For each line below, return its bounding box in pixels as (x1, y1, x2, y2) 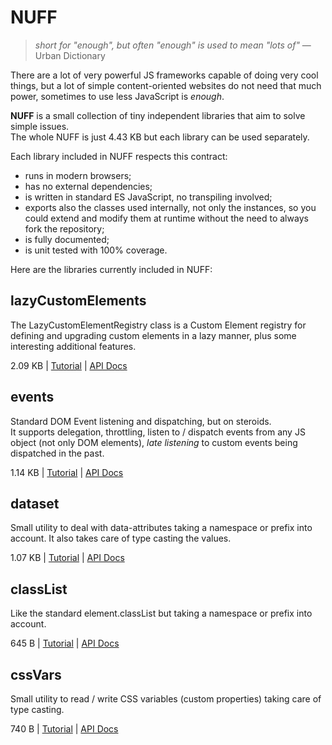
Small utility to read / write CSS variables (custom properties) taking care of (10, 693, 322, 705)
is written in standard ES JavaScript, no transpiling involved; (24, 191, 273, 203)
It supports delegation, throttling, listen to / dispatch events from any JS (10, 426, 306, 438)
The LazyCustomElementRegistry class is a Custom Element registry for (10, 319, 307, 331)
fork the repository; (24, 222, 105, 235)
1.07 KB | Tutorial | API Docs (10, 552, 125, 564)
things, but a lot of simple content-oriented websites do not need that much (10, 79, 322, 91)
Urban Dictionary (34, 49, 106, 61)
